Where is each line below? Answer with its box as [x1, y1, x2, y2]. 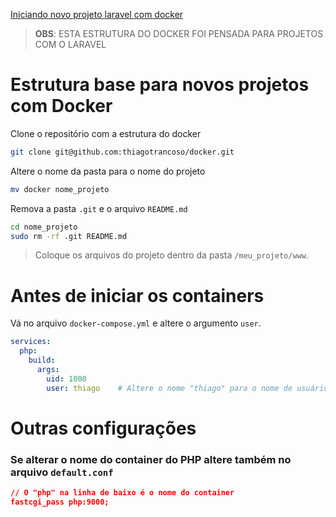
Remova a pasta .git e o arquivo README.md [10, 202, 188, 214]
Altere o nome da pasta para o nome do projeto [10, 165, 206, 177]
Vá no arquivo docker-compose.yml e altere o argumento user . [10, 317, 262, 329]
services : [10, 337, 52, 347]
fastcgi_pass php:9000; [10, 497, 110, 507]
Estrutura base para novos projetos [10, 74, 310, 96]
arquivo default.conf [10, 465, 114, 479]
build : [28, 355, 56, 366]
